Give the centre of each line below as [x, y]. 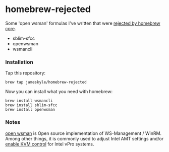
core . [11, 28]
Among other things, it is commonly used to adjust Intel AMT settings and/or [84, 138]
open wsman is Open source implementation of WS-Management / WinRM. [83, 133]
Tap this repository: [25, 73]
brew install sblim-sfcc [31, 105]
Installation [19, 62]
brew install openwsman [30, 110]
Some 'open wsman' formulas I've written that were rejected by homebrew [83, 23]
